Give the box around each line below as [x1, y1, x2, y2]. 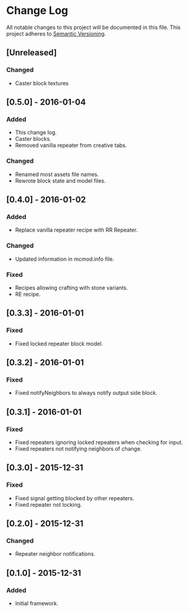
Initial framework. [14, 600, 59, 607]
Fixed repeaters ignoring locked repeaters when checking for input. [14, 438, 183, 446]
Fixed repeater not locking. [14, 501, 83, 508]
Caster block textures [14, 79, 69, 86]
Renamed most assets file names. [14, 171, 100, 178]
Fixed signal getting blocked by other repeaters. [14, 494, 135, 502]
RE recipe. [14, 290, 41, 298]
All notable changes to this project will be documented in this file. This [6, 24, 181, 31]
